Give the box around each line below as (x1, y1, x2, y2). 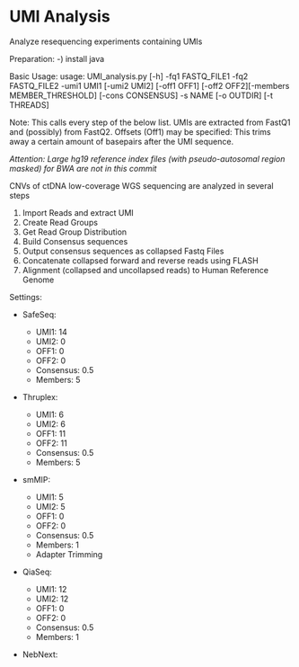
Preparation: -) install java (9, 53, 105, 64)
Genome (22, 274, 55, 285)
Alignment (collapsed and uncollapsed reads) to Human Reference (22, 264, 269, 275)
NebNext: (22, 649, 58, 660)
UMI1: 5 (35, 492, 65, 502)
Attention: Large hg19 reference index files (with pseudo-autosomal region (9, 153, 286, 164)
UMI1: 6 (35, 409, 65, 420)
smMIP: (22, 474, 51, 485)
